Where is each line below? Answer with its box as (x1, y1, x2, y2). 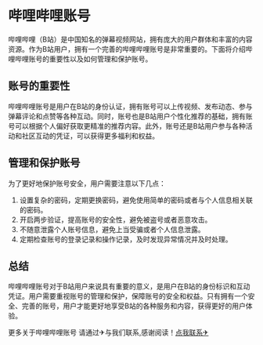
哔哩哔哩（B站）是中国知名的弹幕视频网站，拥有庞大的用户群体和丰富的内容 (8, 34, 253, 44)
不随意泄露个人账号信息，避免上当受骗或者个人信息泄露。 (19, 224, 205, 234)
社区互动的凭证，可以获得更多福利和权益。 (21, 131, 159, 140)
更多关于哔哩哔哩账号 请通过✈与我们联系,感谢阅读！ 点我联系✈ (8, 328, 209, 337)
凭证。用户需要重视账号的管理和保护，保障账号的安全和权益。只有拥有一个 (8, 292, 248, 301)
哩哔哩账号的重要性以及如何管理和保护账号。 (8, 54, 153, 64)
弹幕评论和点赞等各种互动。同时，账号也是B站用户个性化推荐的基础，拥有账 (8, 111, 253, 121)
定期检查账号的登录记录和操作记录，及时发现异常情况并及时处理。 (19, 234, 232, 244)
